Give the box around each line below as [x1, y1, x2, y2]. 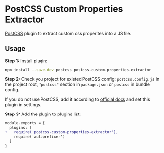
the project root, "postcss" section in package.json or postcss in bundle [5, 81, 150, 87]
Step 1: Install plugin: [5, 58, 48, 64]
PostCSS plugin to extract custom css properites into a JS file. [5, 30, 132, 36]
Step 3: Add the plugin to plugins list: [5, 111, 81, 117]
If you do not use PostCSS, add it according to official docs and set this [5, 96, 150, 102]
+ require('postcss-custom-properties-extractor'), [5, 130, 119, 135]
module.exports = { [5, 120, 45, 125]
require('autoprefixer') [14, 134, 65, 139]
